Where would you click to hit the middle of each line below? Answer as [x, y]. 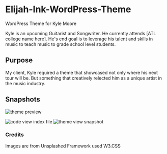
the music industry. [25, 83]
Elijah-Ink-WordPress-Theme [68, 9]
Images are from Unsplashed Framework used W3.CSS [63, 146]
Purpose [19, 60]
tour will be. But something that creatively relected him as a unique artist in [83, 78]
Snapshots [23, 100]
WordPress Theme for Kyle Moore [41, 23]
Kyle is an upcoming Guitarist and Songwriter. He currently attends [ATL [81, 33]
